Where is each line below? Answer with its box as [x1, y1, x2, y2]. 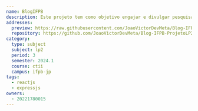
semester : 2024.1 [11, 58, 54, 63]
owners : [6, 90, 25, 96]
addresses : [6, 19, 33, 25]
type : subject [11, 42, 46, 48]
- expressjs [11, 85, 41, 91]
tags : [6, 74, 19, 80]
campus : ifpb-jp [11, 69, 51, 75]
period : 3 [11, 52, 35, 58]
